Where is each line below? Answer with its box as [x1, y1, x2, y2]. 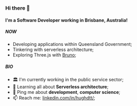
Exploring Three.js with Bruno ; [12, 52, 76, 58]
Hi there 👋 [5, 5, 31, 12]
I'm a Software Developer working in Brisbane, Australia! [5, 17, 128, 23]
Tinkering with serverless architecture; [12, 46, 94, 52]
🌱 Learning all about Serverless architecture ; [12, 84, 108, 90]
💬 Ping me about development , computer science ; [12, 89, 121, 95]
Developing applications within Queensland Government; [12, 41, 132, 47]
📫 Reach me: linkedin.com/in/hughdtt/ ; [12, 95, 96, 101]
